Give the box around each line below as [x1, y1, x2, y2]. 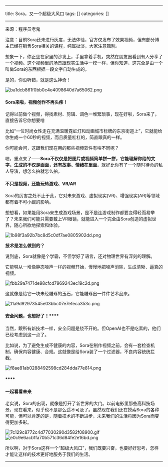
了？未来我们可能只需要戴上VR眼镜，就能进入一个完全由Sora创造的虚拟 [5, 216, 152, 222]
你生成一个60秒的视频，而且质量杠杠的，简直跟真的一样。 [5, 134, 125, 141]
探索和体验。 [35, 222, 62, 228]
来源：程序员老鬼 [5, 26, 40, 32]
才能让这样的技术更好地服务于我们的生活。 [5, 451, 93, 457]
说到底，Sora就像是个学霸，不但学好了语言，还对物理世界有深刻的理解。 [5, 253, 155, 259]
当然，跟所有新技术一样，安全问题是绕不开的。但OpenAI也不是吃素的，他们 [5, 325, 161, 331]
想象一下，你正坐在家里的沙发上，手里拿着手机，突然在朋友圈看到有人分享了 [5, 54, 163, 59]
